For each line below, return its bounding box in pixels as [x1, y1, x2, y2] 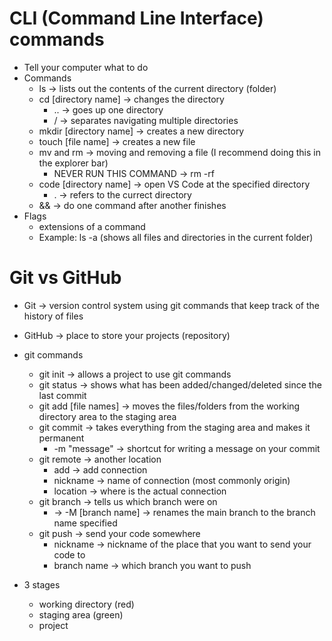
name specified [53, 517, 118, 529]
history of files [23, 310, 84, 322]
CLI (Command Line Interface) [9, 7, 264, 30]
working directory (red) [38, 598, 135, 610]
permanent [38, 432, 85, 444]
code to [53, 548, 86, 561]
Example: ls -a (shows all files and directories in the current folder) [38, 231, 314, 243]
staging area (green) [38, 608, 124, 621]
